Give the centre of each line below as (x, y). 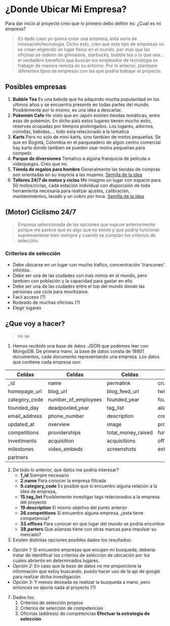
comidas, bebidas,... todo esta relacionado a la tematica (71, 131)
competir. (23, 153)
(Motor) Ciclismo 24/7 (41, 212)
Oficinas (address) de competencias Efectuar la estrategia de (85, 613)
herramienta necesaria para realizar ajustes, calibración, (71, 191)
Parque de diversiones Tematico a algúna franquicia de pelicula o (81, 158)
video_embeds (65, 449)
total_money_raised (130, 432)
